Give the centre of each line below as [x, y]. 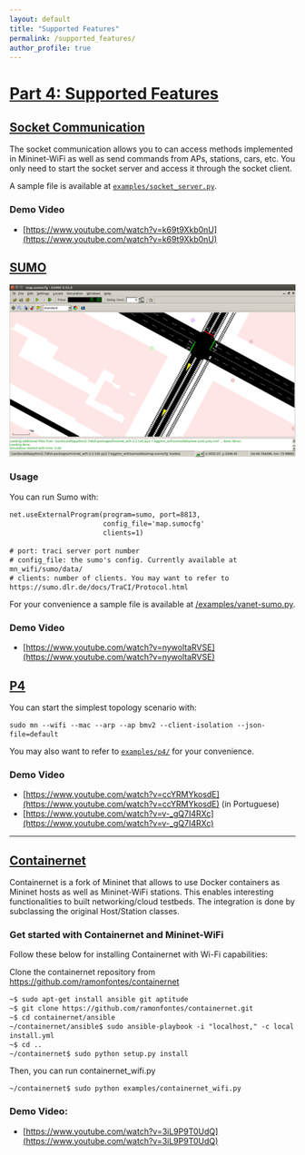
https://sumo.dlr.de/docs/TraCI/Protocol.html [99, 587]
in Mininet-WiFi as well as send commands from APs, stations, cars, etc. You [152, 159]
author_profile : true [50, 48]
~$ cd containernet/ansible [63, 1018]
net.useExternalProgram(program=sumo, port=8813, [105, 514]
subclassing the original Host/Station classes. [94, 912]
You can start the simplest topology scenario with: [103, 707]
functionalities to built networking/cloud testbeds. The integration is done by [152, 902]
